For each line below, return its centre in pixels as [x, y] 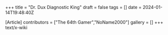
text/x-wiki [16, 27]
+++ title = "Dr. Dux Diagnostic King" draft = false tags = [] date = [73, 7]
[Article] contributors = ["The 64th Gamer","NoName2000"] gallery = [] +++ [84, 22]
